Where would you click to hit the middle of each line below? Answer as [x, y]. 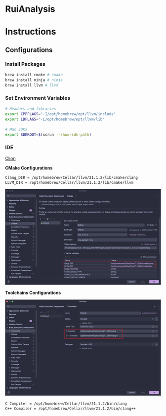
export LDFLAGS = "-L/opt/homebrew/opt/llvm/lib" [55, 119]
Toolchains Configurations [33, 293]
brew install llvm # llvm [32, 85]
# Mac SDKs [16, 129]
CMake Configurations [29, 168]
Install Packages [25, 64]
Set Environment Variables [38, 98]
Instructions [31, 32]
